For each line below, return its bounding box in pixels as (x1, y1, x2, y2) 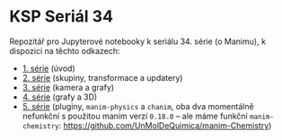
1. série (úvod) (22, 63, 75, 74)
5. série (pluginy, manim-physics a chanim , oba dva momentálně (22, 101, 254, 111)
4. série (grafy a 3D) (22, 92, 98, 102)
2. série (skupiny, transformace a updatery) (22, 72, 183, 83)
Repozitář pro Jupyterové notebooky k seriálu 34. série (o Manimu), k (9, 36, 267, 47)
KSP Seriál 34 (9, 6, 114, 27)
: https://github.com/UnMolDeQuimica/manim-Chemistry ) (58, 119, 272, 131)
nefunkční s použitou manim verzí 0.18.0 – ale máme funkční (22, 110, 249, 121)
